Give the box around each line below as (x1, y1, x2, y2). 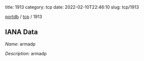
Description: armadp (5, 50, 47, 56)
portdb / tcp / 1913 (5, 14, 42, 19)
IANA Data (5, 28, 38, 36)
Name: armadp (5, 41, 36, 47)
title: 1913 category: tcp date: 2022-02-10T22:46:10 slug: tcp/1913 (5, 4, 139, 10)
